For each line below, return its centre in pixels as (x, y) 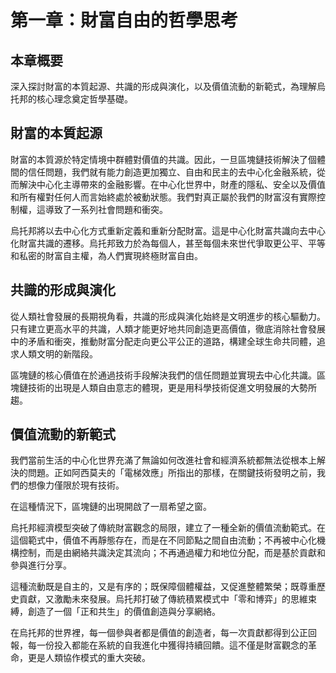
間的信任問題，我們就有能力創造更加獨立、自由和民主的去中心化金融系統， (163, 172)
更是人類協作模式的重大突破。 (89, 658)
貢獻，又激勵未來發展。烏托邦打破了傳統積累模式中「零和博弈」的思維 (163, 599)
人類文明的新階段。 (58, 353)
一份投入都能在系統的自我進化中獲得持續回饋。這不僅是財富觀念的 (172, 645)
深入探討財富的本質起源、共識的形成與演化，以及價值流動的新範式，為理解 (163, 86)
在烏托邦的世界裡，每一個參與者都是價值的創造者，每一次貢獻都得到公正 (159, 633)
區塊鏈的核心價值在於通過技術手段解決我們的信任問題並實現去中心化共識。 (163, 375)
